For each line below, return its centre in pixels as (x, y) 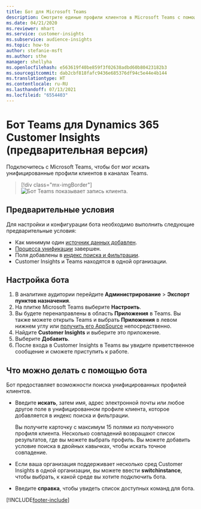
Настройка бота (38, 280)
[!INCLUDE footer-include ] (38, 500)
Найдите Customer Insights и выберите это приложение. (88, 333)
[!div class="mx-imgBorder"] (57, 185)
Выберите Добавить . (42, 339)
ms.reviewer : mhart (31, 28)
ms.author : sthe (26, 56)
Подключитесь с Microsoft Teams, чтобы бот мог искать (78, 167)
